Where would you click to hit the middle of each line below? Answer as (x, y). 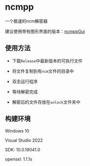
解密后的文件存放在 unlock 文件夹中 (46, 102)
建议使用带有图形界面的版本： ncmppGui (45, 31)
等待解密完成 (25, 92)
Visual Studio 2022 (24, 140)
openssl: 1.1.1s (19, 159)
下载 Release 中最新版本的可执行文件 (47, 61)
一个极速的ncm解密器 (26, 21)
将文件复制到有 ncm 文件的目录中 (43, 71)
